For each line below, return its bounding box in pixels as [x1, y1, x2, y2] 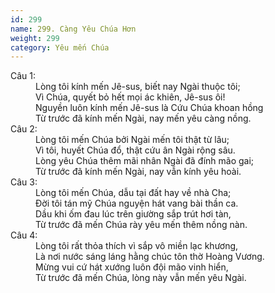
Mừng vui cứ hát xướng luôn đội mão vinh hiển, [35, 261, 229, 273]
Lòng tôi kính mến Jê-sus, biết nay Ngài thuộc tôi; [35, 81, 241, 93]
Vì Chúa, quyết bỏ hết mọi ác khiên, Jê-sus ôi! [35, 91, 226, 103]
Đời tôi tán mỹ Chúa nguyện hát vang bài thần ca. [35, 197, 239, 210]
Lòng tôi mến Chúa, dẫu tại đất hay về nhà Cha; [35, 187, 232, 199]
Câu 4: [10, 229, 38, 241]
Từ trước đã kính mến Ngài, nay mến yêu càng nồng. [35, 112, 252, 125]
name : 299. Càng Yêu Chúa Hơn [10, 24, 137, 34]
